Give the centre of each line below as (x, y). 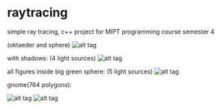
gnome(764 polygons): (39, 84)
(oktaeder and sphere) (39, 45)
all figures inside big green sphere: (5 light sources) (80, 71)
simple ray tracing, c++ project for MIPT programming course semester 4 (111, 32)
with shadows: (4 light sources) (51, 58)
